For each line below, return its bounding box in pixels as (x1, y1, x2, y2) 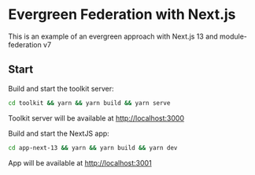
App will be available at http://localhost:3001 (8, 158, 152, 167)
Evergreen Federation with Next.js (8, 6, 236, 24)
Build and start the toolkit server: (8, 84, 114, 93)
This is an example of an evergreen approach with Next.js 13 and (8, 32, 218, 41)
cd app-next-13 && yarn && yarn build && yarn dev (8, 143, 178, 151)
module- (219, 32, 248, 41)
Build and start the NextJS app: (8, 128, 110, 138)
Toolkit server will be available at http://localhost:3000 (8, 113, 185, 123)
